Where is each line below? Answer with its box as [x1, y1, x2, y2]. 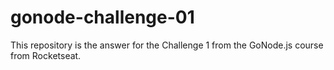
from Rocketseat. [10, 49, 82, 61]
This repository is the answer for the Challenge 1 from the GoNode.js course [10, 39, 324, 51]
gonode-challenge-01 [10, 6, 195, 29]
